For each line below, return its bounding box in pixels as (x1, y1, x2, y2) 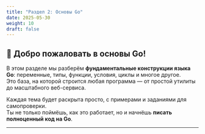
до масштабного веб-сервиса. (6, 84, 87, 91)
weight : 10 (6, 20, 34, 26)
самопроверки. (6, 102, 47, 110)
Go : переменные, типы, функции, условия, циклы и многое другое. (6, 71, 181, 79)
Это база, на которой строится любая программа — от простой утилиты (6, 77, 196, 85)
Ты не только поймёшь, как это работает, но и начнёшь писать (6, 109, 172, 116)
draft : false (6, 26, 40, 32)
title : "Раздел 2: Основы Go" (6, 9, 84, 15)
